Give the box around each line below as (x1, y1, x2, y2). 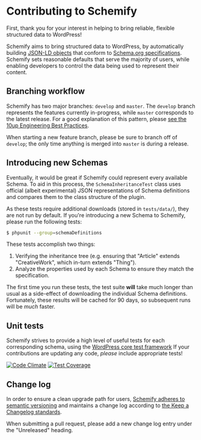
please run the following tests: (6, 218, 82, 225)
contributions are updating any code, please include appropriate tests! (6, 350, 183, 357)
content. (6, 68, 27, 75)
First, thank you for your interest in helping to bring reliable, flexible (6, 24, 175, 32)
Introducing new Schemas (6, 158, 108, 168)
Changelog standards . (6, 408, 62, 416)
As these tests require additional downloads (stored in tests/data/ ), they (6, 205, 189, 212)
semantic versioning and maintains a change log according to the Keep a (6, 402, 189, 409)
